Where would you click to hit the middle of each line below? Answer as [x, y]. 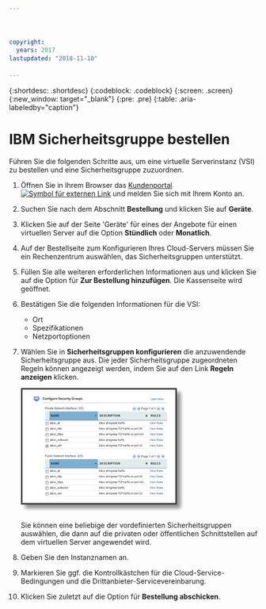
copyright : [27, 42]
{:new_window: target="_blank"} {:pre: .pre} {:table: [93, 98]
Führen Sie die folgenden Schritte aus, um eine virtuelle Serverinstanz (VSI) [132, 161]
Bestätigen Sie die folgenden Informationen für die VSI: [110, 304]
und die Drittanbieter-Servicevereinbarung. [136, 581]
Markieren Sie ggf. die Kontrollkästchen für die [96, 573]
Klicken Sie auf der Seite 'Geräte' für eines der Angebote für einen [128, 224]
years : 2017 [36, 50]
